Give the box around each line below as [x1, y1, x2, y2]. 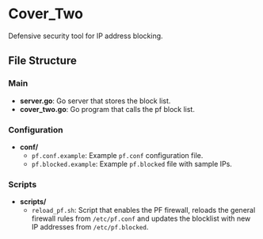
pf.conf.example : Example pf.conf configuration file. [31, 150, 204, 160]
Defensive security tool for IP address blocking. [8, 31, 164, 40]
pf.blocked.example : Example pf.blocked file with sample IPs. [31, 159, 232, 168]
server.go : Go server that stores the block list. [19, 96, 171, 106]
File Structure [8, 54, 77, 67]
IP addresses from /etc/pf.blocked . [31, 222, 149, 232]
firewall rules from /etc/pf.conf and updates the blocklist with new [31, 214, 251, 223]
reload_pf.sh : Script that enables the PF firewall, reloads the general [31, 206, 256, 215]
